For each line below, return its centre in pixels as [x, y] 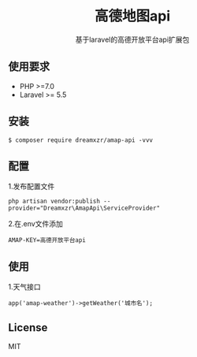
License [28, 327]
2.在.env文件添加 [35, 224]
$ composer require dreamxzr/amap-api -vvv [81, 140]
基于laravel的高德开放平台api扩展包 [132, 39]
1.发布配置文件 [32, 187]
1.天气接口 [24, 287]
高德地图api [132, 16]
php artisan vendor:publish [54, 202]
